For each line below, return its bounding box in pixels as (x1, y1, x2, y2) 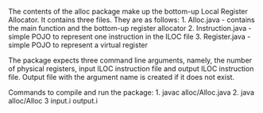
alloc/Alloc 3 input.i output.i (8, 96, 98, 105)
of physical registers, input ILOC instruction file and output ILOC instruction (8, 64, 254, 73)
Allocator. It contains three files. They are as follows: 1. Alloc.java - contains (8, 15, 256, 24)
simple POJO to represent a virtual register (8, 40, 149, 50)
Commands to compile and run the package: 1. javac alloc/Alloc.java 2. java (8, 88, 255, 97)
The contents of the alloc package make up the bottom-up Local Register (8, 7, 249, 16)
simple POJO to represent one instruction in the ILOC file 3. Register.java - (8, 32, 251, 41)
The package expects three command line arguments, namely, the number (8, 55, 253, 65)
